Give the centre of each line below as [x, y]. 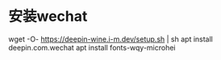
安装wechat [48, 16]
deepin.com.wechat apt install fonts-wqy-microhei [92, 47]
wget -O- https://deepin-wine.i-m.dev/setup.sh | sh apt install [111, 39]
